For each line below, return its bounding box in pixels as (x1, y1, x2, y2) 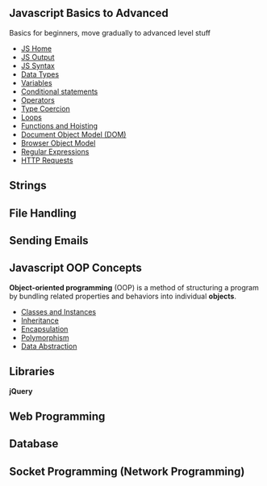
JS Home (20, 44, 52, 53)
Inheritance (20, 315, 60, 325)
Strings (9, 179, 47, 192)
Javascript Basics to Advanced (9, 6, 169, 20)
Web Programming (9, 410, 106, 423)
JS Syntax (20, 61, 55, 70)
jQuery (9, 386, 33, 395)
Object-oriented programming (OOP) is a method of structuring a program (9, 282, 259, 292)
